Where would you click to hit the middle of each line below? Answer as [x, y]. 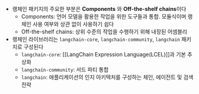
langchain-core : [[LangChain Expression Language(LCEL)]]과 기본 [103, 54]
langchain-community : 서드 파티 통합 [65, 69]
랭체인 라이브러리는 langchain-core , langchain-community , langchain [96, 39]
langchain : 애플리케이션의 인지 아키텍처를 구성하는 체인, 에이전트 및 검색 [107, 77]
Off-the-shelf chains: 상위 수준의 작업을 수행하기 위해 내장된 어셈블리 [104, 32]
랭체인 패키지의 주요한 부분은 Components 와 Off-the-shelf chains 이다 [99, 9]
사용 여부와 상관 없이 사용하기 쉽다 [73, 24]
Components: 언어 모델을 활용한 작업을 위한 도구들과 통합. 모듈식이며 [104, 16]
